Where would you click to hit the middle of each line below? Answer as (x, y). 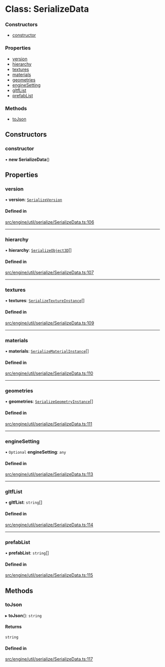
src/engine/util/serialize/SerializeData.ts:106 (50, 222)
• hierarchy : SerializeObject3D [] (39, 250)
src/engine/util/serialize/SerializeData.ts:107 (50, 273)
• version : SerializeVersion (34, 200)
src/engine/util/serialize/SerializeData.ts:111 (49, 424)
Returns (14, 627)
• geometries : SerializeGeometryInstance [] (49, 401)
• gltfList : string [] (24, 503)
